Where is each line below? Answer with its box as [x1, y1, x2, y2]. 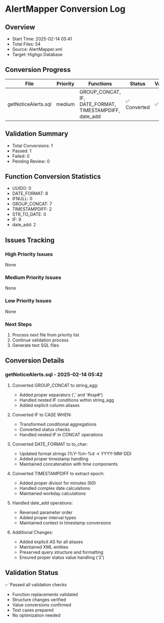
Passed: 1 [12, 148, 32, 154]
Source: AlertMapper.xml [12, 47, 62, 52]
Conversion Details [5, 357, 64, 365]
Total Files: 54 [12, 41, 41, 47]
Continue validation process [12, 337, 69, 343]
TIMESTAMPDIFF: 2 [12, 206, 52, 212]
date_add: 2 [12, 222, 36, 228]
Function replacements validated [12, 591, 78, 597]
